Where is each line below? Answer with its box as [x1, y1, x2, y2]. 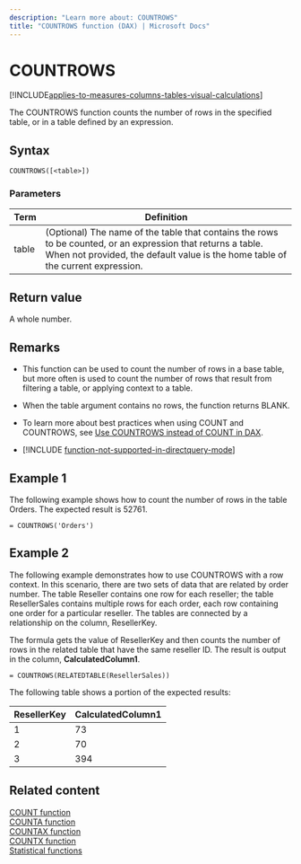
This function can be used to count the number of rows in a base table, [21, 364, 285, 375]
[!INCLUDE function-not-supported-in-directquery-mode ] [21, 445, 236, 455]
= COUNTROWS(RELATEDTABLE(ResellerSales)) [9, 671, 170, 680]
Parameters [9, 188, 61, 200]
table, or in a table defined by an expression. [9, 117, 174, 128]
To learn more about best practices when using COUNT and [21, 418, 245, 428]
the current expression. [45, 260, 143, 272]
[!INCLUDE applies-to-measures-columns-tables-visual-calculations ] [9, 90, 263, 101]
